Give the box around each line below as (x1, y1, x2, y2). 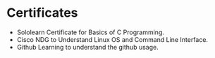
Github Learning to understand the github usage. (16, 43, 159, 51)
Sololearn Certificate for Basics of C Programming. (16, 28, 165, 36)
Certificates (6, 5, 78, 21)
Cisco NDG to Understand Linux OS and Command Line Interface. (16, 35, 209, 43)
